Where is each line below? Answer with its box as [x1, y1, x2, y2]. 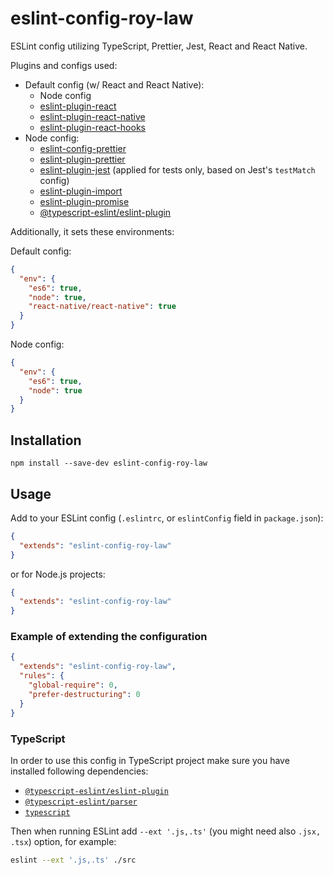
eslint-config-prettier [39, 142, 127, 154]
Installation [10, 432, 82, 449]
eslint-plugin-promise [39, 195, 130, 207]
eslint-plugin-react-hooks [39, 121, 146, 133]
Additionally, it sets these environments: [10, 225, 175, 237]
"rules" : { [19, 671, 65, 681]
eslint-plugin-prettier [39, 153, 126, 165]
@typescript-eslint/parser [24, 797, 138, 807]
